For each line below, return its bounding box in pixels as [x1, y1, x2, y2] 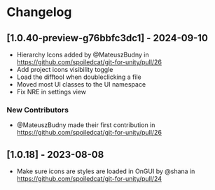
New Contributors [6, 105, 69, 115]
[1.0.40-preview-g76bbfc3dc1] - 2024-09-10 [6, 32, 208, 44]
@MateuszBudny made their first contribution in [16, 121, 155, 129]
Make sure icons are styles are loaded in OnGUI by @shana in [16, 167, 195, 175]
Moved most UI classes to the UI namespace [16, 80, 146, 88]
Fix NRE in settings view [16, 88, 87, 96]
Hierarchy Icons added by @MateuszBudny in [16, 50, 149, 59]
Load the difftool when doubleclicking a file [16, 73, 141, 81]
